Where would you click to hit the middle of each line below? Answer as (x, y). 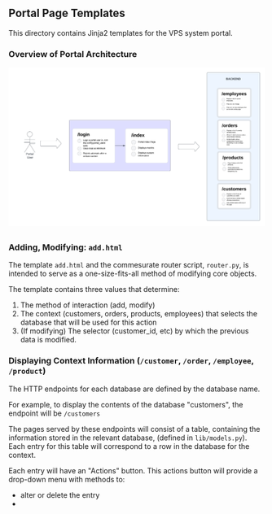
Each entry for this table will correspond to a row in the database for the (129, 446)
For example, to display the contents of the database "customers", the (126, 404)
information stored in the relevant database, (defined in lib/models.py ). (128, 438)
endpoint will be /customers (54, 413)
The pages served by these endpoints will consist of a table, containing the (134, 429)
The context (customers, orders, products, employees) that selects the (139, 314)
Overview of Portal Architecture (73, 54)
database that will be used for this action (88, 322)
